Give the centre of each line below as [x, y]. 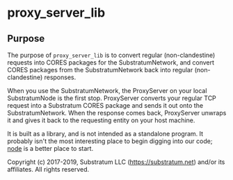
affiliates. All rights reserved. [48, 169]
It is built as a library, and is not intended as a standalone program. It [105, 134]
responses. [60, 77]
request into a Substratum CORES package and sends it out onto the [105, 105]
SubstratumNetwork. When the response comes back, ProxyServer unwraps [117, 113]
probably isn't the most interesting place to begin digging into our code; [110, 141]
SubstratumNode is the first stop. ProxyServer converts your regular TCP [112, 98]
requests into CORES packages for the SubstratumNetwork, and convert [111, 63]
